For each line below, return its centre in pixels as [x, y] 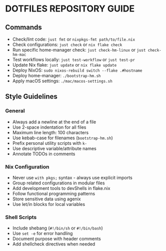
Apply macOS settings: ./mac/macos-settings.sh [62, 81]
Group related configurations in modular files [58, 183]
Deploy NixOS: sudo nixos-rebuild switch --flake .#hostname [77, 70]
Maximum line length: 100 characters [50, 132]
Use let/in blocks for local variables [49, 204]
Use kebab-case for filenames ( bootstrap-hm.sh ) [63, 138]
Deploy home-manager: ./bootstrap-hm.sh [56, 75]
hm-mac [19, 55]
